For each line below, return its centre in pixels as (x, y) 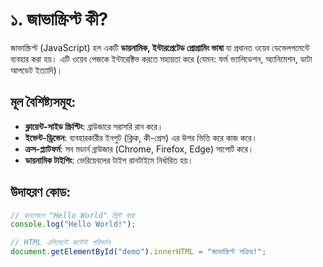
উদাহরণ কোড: (41, 192)
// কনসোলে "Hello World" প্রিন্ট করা (72, 215)
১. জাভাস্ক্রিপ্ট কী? (59, 19)
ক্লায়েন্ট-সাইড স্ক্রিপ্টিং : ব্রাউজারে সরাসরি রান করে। (94, 126)
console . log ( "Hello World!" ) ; (73, 224)
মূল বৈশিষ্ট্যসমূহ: (43, 102)
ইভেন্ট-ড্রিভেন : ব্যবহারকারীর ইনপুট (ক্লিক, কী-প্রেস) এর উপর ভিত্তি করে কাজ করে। (141, 137)
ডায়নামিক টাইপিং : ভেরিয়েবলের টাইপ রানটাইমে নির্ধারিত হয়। (109, 160)
